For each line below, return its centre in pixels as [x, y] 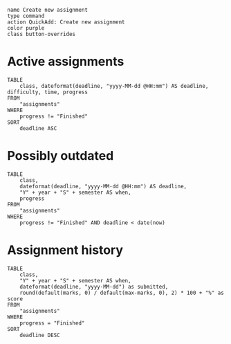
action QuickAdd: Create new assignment [66, 22]
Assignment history [65, 250]
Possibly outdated [61, 156]
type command [26, 16]
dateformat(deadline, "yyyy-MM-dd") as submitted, [94, 287]
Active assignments [66, 62]
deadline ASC [38, 128]
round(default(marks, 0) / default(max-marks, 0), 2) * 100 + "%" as [122, 293]
